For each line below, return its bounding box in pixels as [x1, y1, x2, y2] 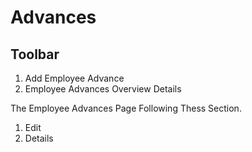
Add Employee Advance [24, 72, 125, 84]
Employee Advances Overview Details [24, 83, 182, 95]
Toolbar [10, 46, 60, 63]
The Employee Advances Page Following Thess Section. [10, 102, 242, 114]
